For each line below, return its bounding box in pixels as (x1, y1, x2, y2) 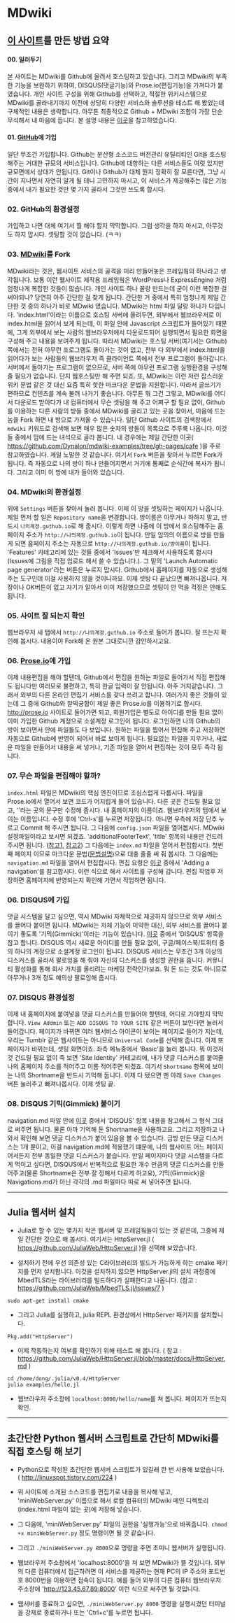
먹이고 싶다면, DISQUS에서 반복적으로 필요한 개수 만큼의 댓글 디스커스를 (14, 1160, 211, 1168)
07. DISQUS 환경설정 (7, 992, 75, 1002)
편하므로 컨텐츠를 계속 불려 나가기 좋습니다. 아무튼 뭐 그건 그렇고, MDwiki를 (7, 389, 213, 397)
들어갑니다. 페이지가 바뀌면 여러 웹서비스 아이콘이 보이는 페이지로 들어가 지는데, (7, 1027, 224, 1036)
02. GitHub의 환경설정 (7, 204, 80, 214)
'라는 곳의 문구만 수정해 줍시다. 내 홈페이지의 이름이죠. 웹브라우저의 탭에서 (18, 806, 220, 814)
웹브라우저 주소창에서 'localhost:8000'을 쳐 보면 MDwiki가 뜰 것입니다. (17, 1559, 213, 1567)
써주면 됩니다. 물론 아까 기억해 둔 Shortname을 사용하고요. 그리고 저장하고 (14, 1125, 218, 1133)
